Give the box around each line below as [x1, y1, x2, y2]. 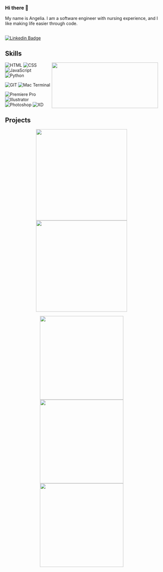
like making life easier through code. [5, 20, 78, 26]
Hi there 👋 [5, 4, 29, 11]
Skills [5, 49, 22, 57]
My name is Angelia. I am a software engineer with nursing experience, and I [5, 16, 158, 21]
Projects [5, 116, 31, 124]
